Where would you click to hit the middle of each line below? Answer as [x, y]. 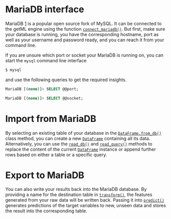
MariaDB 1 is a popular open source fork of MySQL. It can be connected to [83, 23]
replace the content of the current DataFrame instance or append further [81, 149]
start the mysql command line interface [46, 60]
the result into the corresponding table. [46, 211]
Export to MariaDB [45, 175]
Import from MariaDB [51, 119]
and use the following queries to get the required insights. [66, 80]
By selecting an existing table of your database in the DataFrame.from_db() [83, 133]
